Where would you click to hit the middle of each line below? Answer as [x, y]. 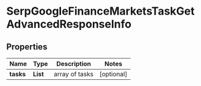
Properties [27, 47]
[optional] [113, 74]
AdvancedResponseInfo [69, 24]
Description [74, 64]
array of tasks [74, 74]
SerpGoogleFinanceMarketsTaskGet [100, 11]
